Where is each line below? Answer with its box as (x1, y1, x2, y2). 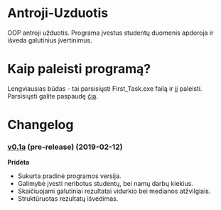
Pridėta (7, 158, 30, 167)
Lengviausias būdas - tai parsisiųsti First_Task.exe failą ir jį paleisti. (7, 84, 203, 93)
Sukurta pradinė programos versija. (17, 172, 122, 180)
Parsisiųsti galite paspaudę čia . (7, 92, 98, 100)
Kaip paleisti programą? (7, 61, 151, 77)
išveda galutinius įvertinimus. (7, 35, 92, 44)
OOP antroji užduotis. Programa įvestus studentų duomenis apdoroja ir (7, 28, 214, 37)
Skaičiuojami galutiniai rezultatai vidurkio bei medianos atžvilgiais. (17, 187, 211, 196)
